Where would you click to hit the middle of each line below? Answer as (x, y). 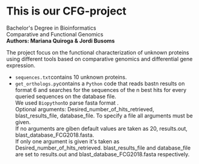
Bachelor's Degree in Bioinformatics (51, 28)
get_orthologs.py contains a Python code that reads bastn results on (100, 84)
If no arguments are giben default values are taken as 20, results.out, (101, 128)
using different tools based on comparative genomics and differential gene (99, 59)
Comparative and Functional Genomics (55, 34)
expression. (21, 65)
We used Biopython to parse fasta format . (67, 103)
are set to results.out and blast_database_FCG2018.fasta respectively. (102, 154)
